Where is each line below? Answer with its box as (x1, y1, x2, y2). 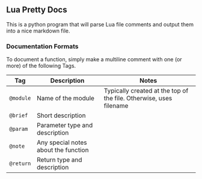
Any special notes (37, 138, 87, 147)
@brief (9, 112, 28, 119)
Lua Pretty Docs (6, 5, 67, 15)
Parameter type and (37, 121, 93, 130)
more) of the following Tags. (6, 62, 76, 70)
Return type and (37, 156, 82, 164)
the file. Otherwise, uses (103, 94, 173, 103)
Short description (37, 111, 86, 120)
